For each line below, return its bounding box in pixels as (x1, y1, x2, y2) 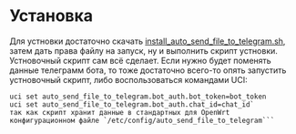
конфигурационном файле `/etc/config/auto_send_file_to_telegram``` (9, 116, 275, 125)
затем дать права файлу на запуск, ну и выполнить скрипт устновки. (9, 45, 278, 56)
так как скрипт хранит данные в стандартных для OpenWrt (9, 108, 230, 117)
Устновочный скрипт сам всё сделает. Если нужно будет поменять (9, 55, 271, 66)
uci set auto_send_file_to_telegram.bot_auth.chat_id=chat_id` (9, 99, 255, 109)
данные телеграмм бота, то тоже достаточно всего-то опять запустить (9, 65, 287, 76)
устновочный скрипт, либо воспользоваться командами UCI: (9, 74, 248, 85)
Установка (9, 5, 94, 26)
